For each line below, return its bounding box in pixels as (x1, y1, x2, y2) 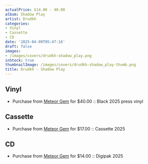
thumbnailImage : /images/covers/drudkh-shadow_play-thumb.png (5, 62, 136, 67)
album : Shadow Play (5, 12, 46, 17)
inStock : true (5, 58, 35, 63)
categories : (5, 21, 30, 26)
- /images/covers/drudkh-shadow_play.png (5, 53, 92, 58)
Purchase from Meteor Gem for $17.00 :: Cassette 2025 (12, 125, 125, 131)
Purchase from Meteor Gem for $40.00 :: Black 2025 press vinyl (12, 98, 144, 104)
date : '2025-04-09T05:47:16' (5, 40, 65, 44)
